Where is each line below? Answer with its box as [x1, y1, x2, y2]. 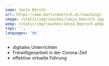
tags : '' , [5, 26, 26, 31]
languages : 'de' [5, 30, 39, 35]
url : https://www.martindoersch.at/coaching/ [5, 12, 101, 17]
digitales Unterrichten [12, 44, 57, 50]
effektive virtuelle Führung [12, 55, 67, 60]
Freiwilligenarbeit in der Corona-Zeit [12, 49, 87, 55]
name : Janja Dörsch [5, 7, 46, 12]
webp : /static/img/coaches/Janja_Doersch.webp [5, 21, 104, 26]
